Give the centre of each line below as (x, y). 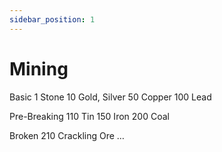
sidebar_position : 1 (52, 19)
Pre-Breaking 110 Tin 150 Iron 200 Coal (89, 116)
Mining (39, 68)
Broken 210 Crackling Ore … (67, 135)
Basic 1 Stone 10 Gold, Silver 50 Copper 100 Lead (110, 97)
